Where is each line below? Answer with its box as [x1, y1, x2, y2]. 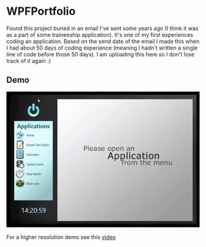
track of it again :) [6, 57, 51, 64]
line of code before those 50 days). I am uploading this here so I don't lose [6, 50, 195, 58]
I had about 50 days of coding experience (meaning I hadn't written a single [6, 44, 198, 51]
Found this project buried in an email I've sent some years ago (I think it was [6, 25, 199, 32]
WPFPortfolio [6, 4, 76, 18]
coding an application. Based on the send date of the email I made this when [6, 37, 200, 45]
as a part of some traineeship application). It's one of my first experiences [6, 31, 193, 38]
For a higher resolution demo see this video [6, 234, 116, 241]
